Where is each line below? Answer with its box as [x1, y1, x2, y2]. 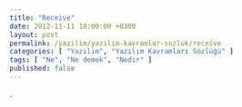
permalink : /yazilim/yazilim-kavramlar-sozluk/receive [9, 38, 222, 48]
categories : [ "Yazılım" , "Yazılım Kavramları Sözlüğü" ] [9, 47, 234, 56]
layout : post [9, 30, 59, 39]
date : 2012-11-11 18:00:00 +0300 [9, 22, 136, 31]
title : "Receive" [9, 13, 76, 23]
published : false [9, 64, 76, 73]
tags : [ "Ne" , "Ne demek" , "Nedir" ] [9, 55, 153, 64]
